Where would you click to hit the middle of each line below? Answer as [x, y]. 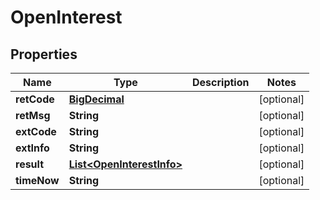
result [30, 164]
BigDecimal [96, 99]
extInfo [32, 148]
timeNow [37, 180]
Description [221, 82]
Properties [44, 54]
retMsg [33, 115]
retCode [35, 99]
